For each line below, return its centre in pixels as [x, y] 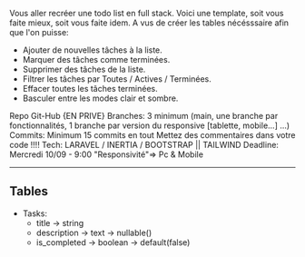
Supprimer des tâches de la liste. [84, 69]
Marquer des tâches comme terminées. [96, 59]
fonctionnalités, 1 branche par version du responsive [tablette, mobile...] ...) [150, 125]
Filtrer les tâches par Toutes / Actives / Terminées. [117, 79]
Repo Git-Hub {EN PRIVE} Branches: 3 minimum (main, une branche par [144, 116]
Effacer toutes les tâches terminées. [90, 89]
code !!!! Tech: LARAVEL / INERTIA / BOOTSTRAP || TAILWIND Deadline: [144, 145]
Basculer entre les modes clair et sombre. [100, 98]
